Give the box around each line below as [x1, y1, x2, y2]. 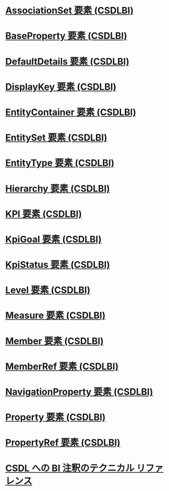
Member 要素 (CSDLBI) [5, 335, 104, 347]
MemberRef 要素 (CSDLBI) [5, 361, 119, 372]
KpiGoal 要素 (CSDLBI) [5, 233, 102, 245]
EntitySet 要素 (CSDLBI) [5, 132, 108, 144]
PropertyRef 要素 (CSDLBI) [5, 437, 121, 448]
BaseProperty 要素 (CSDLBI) [5, 30, 127, 42]
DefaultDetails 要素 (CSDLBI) [5, 55, 129, 67]
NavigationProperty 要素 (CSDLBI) [5, 386, 153, 398]
